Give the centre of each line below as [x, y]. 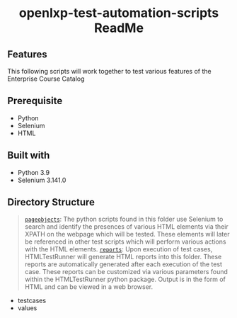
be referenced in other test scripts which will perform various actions [125, 242]
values [27, 308]
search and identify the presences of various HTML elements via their [126, 227]
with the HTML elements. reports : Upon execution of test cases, [118, 249]
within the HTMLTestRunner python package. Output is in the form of [125, 279]
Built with [29, 155]
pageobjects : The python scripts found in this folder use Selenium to [124, 219]
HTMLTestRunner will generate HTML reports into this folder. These [123, 257]
